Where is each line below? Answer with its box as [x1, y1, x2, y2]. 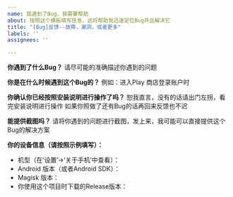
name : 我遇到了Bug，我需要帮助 [7, 10, 89, 18]
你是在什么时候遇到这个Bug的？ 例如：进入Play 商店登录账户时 [7, 78, 190, 87]
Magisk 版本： [17, 174, 60, 182]
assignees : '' [7, 37, 49, 44]
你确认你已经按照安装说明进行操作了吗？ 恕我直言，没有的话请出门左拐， [7, 93, 220, 102]
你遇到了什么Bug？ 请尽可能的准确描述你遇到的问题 [7, 63, 157, 71]
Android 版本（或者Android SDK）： [17, 165, 120, 173]
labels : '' [7, 30, 40, 37]
